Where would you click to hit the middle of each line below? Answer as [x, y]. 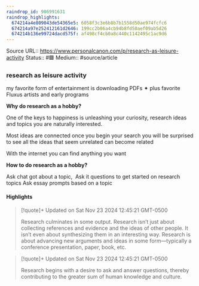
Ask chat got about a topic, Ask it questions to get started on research [93, 177]
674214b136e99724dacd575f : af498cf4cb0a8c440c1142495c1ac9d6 [89, 34]
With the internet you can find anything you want [66, 153]
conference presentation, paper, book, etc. [74, 247]
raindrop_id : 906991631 [36, 12]
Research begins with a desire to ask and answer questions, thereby [105, 270]
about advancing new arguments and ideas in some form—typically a [106, 241]
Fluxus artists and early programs [48, 95]
